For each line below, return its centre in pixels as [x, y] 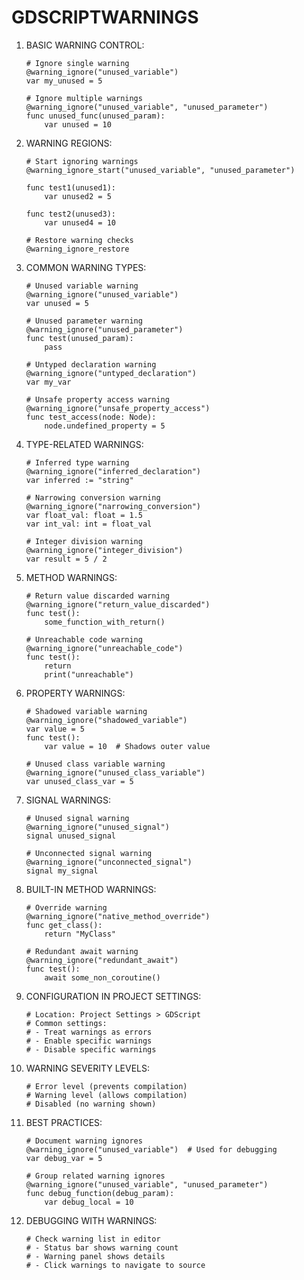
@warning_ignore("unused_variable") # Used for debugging [151, 1149]
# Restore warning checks [79, 240]
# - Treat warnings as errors [89, 1032]
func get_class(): [64, 925]
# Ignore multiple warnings [84, 98]
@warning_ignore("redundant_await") [102, 960]
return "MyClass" [80, 934]
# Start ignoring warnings [82, 161]
